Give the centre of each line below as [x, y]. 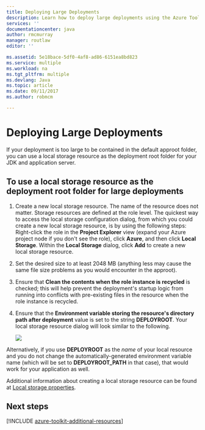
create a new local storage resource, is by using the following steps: [101, 225]
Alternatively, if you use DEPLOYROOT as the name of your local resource [99, 349]
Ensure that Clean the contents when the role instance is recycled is [103, 281]
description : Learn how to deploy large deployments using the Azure [97, 18]
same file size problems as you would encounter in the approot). [96, 270]
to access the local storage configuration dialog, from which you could [104, 219]
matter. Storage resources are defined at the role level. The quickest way [106, 212]
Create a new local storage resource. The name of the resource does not [107, 206]
